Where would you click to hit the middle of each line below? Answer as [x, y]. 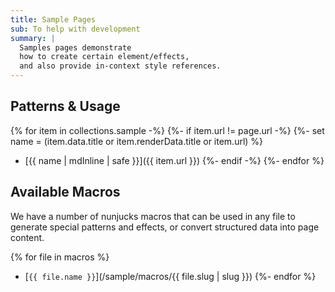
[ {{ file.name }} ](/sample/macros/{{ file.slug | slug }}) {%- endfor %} [170, 276]
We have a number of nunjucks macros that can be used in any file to [153, 216]
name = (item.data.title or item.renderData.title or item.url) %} [137, 141]
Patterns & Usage [65, 106]
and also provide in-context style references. [120, 66]
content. [27, 237]
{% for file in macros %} [60, 257]
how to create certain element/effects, [104, 57]
